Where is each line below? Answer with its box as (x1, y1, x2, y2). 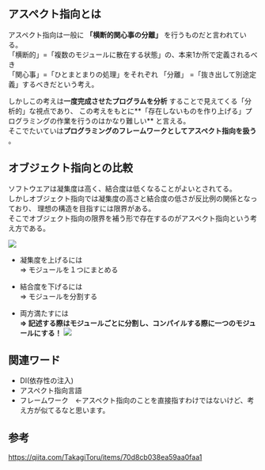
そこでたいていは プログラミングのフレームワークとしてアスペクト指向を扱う (8, 126, 257, 135)
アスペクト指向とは (8, 7, 101, 21)
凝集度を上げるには (19, 255, 83, 264)
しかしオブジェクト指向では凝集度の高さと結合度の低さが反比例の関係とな (8, 193, 251, 203)
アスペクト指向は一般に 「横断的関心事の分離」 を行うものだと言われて (8, 30, 240, 40)
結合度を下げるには (19, 282, 83, 291)
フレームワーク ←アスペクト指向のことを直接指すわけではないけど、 (19, 396, 248, 405)
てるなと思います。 (47, 406, 110, 415)
